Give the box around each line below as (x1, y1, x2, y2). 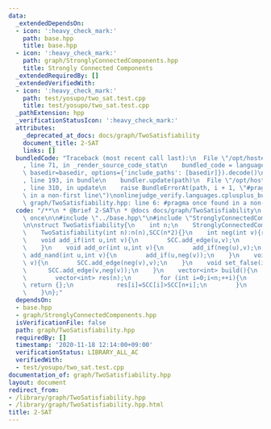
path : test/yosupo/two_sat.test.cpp (23, 94, 147, 102)
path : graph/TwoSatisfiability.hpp (15, 326, 135, 334)
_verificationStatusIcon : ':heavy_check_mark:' (15, 117, 179, 125)
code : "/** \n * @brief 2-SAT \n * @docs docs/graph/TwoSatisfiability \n (15, 206, 262, 214)
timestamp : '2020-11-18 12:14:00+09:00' (15, 341, 153, 349)
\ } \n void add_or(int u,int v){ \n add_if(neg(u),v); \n (23, 244, 262, 252)
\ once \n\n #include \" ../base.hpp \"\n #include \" (23, 214, 194, 222)
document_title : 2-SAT (23, 138, 99, 147)
